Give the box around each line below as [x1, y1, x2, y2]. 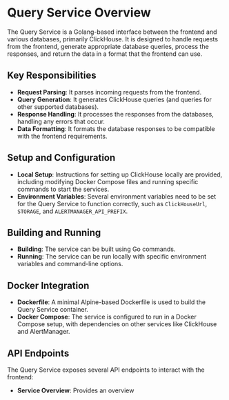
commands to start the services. [17, 185, 110, 193]
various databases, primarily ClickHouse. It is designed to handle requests [7, 34, 219, 43]
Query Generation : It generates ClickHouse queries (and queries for [17, 95, 212, 103]
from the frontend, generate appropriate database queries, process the [7, 42, 209, 50]
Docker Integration [7, 279, 90, 291]
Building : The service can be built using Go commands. [17, 245, 176, 253]
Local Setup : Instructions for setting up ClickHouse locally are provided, [17, 170, 223, 179]
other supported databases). [17, 102, 99, 111]
